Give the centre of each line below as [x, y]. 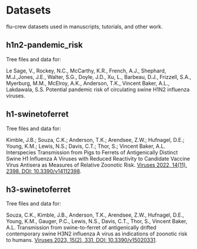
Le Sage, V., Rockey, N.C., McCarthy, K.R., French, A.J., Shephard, [86, 71]
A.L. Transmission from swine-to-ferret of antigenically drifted [81, 228]
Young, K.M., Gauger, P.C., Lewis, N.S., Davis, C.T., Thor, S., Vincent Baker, [97, 221]
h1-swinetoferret [37, 114]
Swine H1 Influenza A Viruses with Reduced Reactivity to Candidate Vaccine [98, 158]
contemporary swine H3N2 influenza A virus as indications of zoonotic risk [97, 234]
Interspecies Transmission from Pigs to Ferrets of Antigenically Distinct [92, 152]
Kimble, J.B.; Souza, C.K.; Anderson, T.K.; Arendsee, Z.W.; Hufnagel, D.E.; [95, 140]
